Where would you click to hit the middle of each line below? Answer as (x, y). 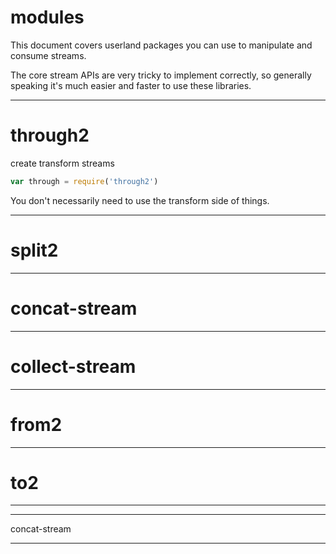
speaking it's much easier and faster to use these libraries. (131, 85)
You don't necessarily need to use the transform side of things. (140, 200)
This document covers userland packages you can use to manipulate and (161, 45)
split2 (34, 250)
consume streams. (48, 55)
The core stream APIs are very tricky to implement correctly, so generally (161, 75)
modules (47, 17)
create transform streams (62, 163)
